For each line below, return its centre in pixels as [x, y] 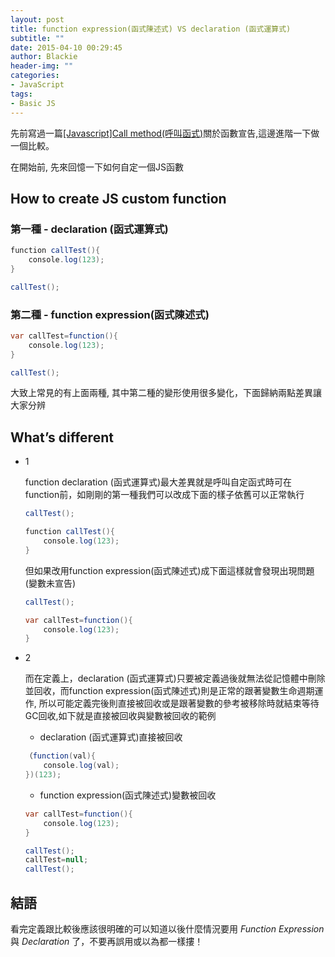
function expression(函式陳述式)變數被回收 [128, 795]
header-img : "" [42, 66]
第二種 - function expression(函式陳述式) [110, 314]
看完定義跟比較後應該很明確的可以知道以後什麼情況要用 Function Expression [167, 928]
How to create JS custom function [118, 198]
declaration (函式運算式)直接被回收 [111, 737]
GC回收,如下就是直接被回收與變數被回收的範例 [120, 716]
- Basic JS [33, 103]
